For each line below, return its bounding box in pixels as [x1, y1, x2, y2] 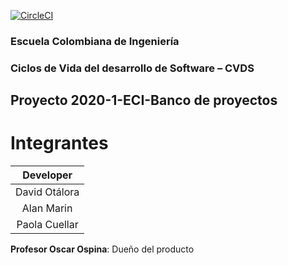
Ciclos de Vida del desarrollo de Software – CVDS [10, 61, 255, 75]
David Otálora [15, 185, 80, 199]
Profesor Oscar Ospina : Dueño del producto [10, 243, 195, 255]
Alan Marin [21, 201, 73, 215]
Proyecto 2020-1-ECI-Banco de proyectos [10, 92, 278, 109]
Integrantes [10, 132, 109, 155]
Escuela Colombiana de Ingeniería [10, 34, 180, 48]
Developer [22, 168, 73, 182]
